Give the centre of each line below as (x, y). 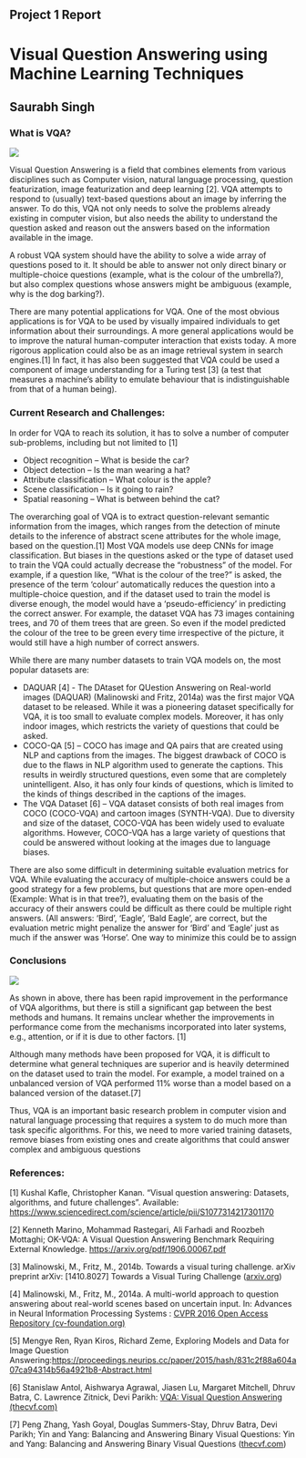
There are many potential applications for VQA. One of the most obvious (144, 312)
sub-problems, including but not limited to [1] (94, 442)
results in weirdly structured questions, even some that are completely (154, 775)
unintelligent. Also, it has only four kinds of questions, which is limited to (158, 784)
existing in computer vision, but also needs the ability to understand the (143, 219)
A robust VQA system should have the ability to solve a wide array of (138, 255)
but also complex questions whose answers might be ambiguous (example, (151, 284)
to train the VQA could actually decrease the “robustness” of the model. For (151, 565)
